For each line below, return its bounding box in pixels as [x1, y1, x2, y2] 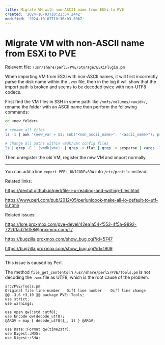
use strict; [5, 296, 29, 302]
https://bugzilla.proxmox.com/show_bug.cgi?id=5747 [5, 236, 113, 242]
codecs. [5, 89, 22, 95]
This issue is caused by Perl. [5, 260, 63, 265]
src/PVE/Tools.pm [5, 284, 41, 289]
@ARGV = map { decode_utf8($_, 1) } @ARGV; [5, 318, 96, 323]
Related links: [5, 178, 32, 184]
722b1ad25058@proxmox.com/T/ [5, 226, 73, 232]
